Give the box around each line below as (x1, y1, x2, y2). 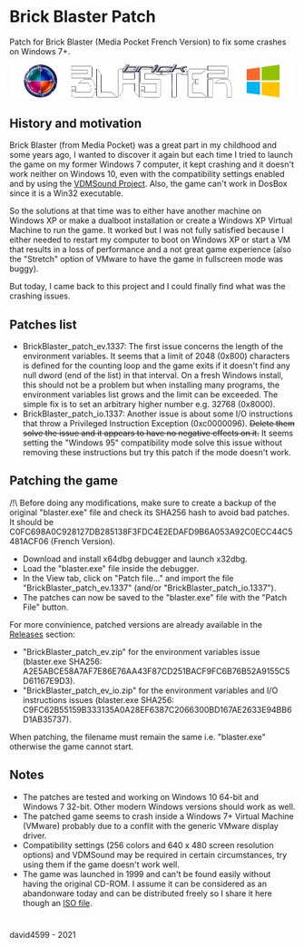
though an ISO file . (22, 897, 93, 908)
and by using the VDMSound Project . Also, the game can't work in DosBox (9, 179, 288, 190)
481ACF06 (9, 535, 49, 546)
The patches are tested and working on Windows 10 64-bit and (22, 791, 260, 802)
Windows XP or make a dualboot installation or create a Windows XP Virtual (9, 215, 293, 226)
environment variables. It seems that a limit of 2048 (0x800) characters (22, 351, 290, 362)
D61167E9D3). (22, 675, 75, 686)
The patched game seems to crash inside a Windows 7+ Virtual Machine (22, 810, 294, 822)
